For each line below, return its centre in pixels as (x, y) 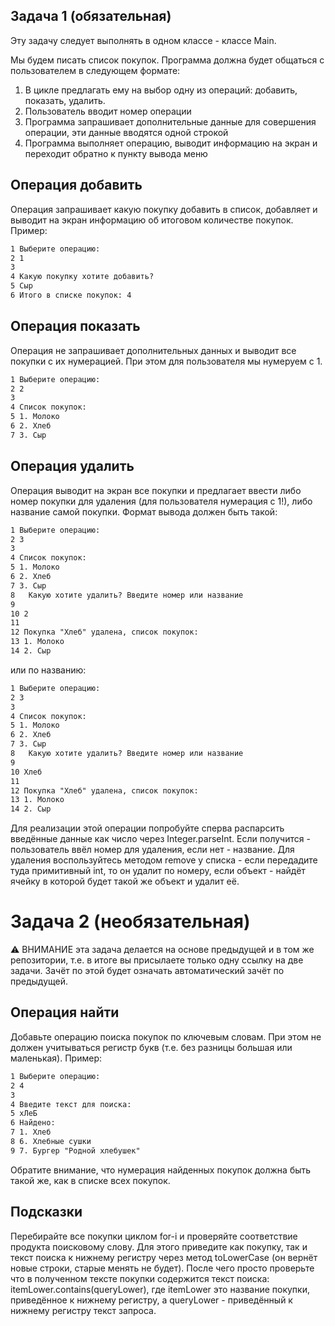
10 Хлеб (26, 772)
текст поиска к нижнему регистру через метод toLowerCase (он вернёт (164, 1257)
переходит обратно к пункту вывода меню (116, 153)
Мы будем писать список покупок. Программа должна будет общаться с (167, 60)
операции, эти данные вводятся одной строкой (126, 132)
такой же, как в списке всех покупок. (90, 1180)
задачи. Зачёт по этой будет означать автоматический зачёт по (147, 971)
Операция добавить (76, 185)
